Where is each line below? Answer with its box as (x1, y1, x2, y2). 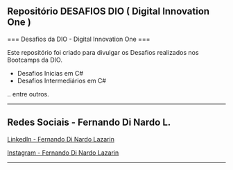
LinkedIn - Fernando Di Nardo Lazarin (7, 135, 114, 143)
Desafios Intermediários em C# (17, 76, 106, 85)
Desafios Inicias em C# (17, 69, 84, 77)
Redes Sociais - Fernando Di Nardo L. (7, 117, 171, 128)
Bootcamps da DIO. (7, 56, 62, 64)
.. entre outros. (7, 90, 50, 98)
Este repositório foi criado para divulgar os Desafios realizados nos (7, 48, 199, 56)
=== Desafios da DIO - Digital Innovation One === (7, 35, 150, 43)
